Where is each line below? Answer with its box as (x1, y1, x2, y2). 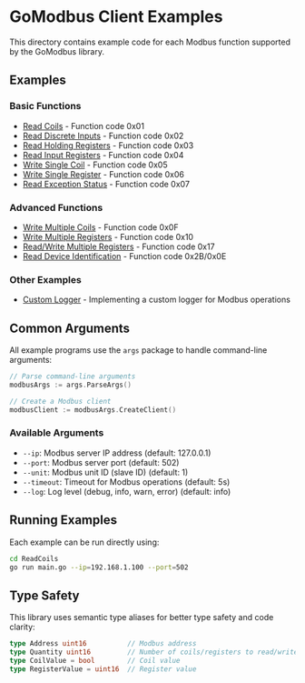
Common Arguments (9, 320, 130, 336)
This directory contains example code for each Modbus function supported (9, 36, 290, 47)
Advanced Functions (9, 201, 103, 214)
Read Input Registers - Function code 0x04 (22, 149, 184, 160)
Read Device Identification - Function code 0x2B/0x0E (22, 250, 227, 261)
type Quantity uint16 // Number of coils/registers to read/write (9, 648, 299, 657)
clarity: (9, 621, 35, 633)
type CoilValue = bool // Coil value (9, 656, 181, 665)
